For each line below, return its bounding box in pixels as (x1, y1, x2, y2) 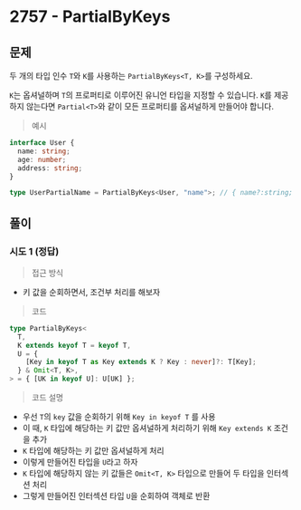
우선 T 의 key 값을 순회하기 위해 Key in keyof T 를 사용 (22, 411, 216, 422)
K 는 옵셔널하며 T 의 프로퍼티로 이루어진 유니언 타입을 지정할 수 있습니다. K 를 (9, 90, 273, 101)
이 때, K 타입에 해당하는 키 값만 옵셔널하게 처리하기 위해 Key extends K (22, 423, 272, 434)
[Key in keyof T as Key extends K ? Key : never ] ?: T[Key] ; (25, 358, 257, 367)
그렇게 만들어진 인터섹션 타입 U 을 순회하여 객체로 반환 (22, 491, 211, 502)
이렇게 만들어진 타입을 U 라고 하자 (22, 457, 138, 467)
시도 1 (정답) (9, 245, 60, 257)
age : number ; (17, 155, 67, 164)
